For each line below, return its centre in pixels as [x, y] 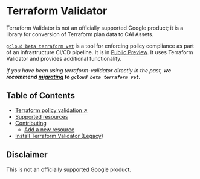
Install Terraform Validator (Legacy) [59, 136]
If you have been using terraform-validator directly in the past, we [89, 70]
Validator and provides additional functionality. [64, 58]
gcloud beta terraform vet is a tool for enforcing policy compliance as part [100, 46]
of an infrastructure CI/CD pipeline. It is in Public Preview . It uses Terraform [100, 52]
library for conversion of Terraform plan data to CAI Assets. [80, 34]
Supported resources [41, 116]
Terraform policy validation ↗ [51, 110]
